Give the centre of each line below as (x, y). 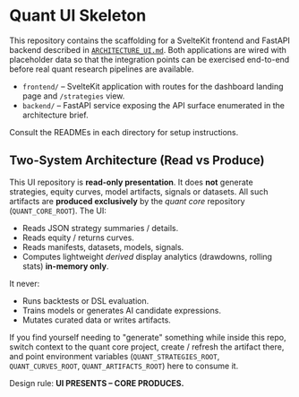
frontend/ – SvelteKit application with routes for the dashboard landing (153, 86)
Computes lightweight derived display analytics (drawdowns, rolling (147, 256)
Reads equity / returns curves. (78, 237)
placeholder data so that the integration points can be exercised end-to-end (149, 59)
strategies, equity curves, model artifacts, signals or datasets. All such (139, 191)
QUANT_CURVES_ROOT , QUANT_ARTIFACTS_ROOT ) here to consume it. (124, 366)
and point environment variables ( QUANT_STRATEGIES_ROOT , (115, 356)
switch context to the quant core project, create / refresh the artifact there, (147, 347)
